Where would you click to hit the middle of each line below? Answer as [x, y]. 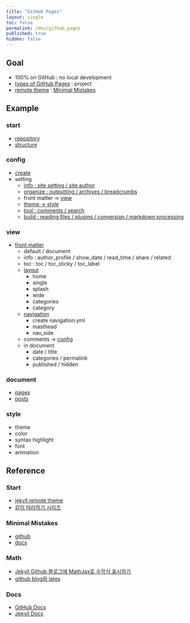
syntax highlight [34, 440]
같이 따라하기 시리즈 [38, 508]
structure [26, 144]
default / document [47, 251]
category [44, 308]
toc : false [20, 22]
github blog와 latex [38, 579]
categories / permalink [60, 358]
